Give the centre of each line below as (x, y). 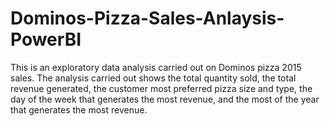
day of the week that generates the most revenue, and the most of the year (165, 99)
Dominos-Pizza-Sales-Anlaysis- (147, 18)
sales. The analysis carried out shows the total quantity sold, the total (153, 78)
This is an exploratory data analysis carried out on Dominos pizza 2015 (156, 67)
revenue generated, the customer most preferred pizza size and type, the (161, 88)
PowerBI (46, 39)
